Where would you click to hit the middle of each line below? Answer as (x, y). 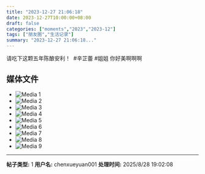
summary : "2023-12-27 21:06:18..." (52, 40)
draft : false (23, 23)
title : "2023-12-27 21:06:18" (45, 12)
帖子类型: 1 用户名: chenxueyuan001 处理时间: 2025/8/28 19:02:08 (90, 164)
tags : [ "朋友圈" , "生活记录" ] (40, 35)
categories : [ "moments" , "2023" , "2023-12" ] (61, 29)
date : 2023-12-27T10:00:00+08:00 (49, 18)
